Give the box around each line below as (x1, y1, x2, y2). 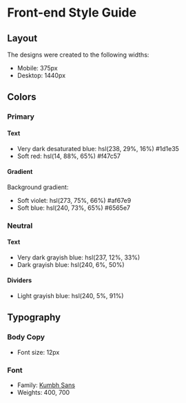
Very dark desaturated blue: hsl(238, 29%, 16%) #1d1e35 (17, 144, 179, 153)
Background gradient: (7, 183, 69, 191)
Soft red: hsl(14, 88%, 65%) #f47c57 (17, 152, 121, 160)
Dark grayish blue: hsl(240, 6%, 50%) (17, 260, 125, 268)
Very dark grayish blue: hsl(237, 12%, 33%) (17, 253, 141, 262)
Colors (7, 91, 37, 103)
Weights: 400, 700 (17, 389, 70, 397)
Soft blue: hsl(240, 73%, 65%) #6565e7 (17, 204, 131, 212)
